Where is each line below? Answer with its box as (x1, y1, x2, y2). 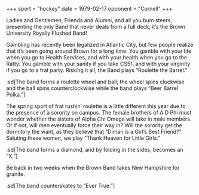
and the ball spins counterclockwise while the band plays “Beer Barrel (6, 85, 178, 92)
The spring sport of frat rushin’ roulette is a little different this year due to (6, 103, 186, 110)
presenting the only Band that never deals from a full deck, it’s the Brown (6, 23, 185, 30)
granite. (6, 170, 26, 178)
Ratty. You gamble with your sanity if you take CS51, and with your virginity (6, 60, 191, 67)
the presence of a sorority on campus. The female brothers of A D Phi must (6, 109, 192, 116)
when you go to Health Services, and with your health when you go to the (6, 54, 187, 61)
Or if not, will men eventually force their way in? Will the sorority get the (6, 122, 182, 128)
